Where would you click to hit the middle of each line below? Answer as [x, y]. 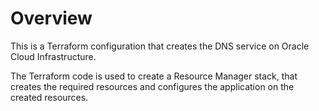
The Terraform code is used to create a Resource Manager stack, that [154, 76]
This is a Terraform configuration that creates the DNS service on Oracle [160, 46]
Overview [51, 18]
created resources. [49, 97]
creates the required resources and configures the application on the [152, 86]
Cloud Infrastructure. [53, 56]
